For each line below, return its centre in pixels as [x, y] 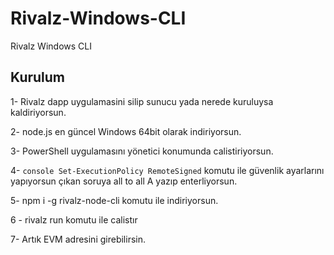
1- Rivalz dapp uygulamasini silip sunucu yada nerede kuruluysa [142, 101]
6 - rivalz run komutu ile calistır [74, 219]
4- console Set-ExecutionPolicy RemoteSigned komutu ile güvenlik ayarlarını [167, 170]
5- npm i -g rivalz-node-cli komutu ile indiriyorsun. [114, 200]
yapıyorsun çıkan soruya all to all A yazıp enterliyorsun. [124, 181]
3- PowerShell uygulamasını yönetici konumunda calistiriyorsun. [142, 151]
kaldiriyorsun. [38, 112]
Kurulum [38, 77]
